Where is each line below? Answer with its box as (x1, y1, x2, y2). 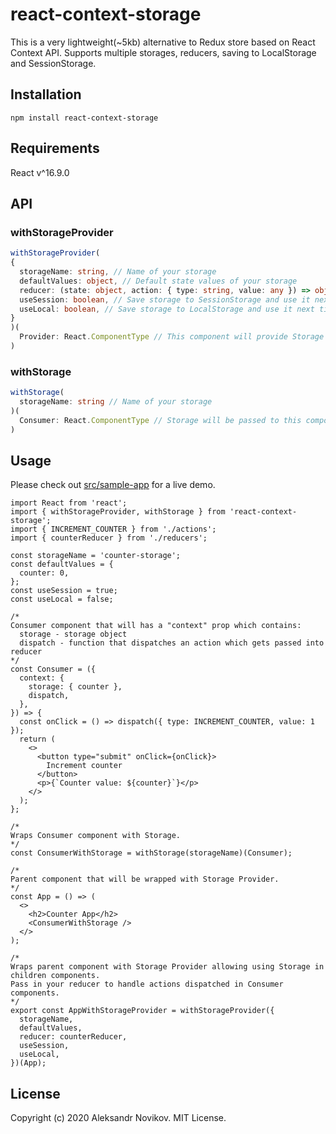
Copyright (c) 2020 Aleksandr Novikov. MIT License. (10, 1112, 227, 1124)
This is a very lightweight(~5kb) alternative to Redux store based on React (10, 36, 316, 48)
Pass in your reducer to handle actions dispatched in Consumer (10, 979, 284, 990)
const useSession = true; (10, 586, 118, 596)
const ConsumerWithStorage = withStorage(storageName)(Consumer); (10, 848, 293, 858)
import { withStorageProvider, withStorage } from (10, 507, 226, 517)
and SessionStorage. (10, 57, 97, 69)
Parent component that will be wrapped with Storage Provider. (10, 874, 280, 885)
